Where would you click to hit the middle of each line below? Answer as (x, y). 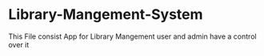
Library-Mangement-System (106, 15)
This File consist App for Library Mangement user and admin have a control (133, 36)
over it (19, 44)
